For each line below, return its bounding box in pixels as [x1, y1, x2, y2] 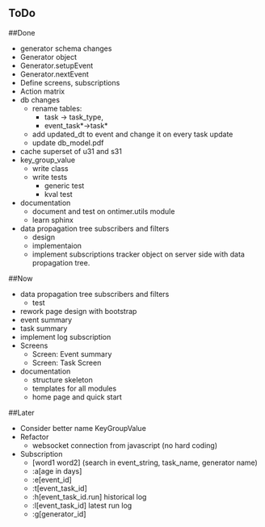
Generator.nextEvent [19, 69, 89, 79]
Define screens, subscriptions [19, 77, 120, 87]
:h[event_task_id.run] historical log [32, 491, 147, 501]
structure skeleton [32, 374, 93, 384]
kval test [44, 189, 73, 199]
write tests [32, 172, 68, 182]
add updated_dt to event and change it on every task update [32, 129, 233, 139]
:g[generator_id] [32, 508, 86, 519]
